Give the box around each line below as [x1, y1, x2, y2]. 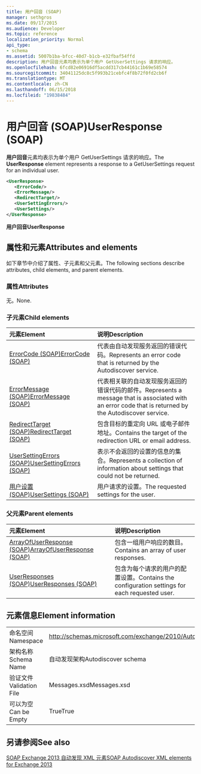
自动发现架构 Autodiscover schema [48, 655, 147, 663]
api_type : [6, 43, 31, 48]
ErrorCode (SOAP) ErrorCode [9, 350, 90, 358]
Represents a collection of [109, 456, 182, 465]
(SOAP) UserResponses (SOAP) [9, 579, 98, 588]
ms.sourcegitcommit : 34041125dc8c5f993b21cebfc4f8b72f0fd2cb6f [6, 70, 167, 76]
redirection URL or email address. [97, 436, 191, 445]
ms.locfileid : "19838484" [6, 92, 71, 98]
